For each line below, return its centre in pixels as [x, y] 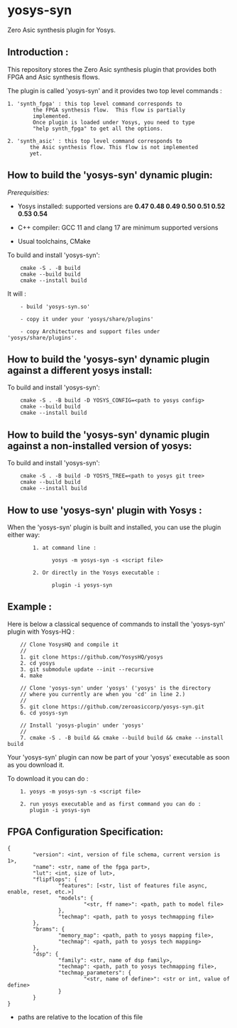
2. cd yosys [38, 663]
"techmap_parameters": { [95, 973]
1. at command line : [65, 548]
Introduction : [38, 52]
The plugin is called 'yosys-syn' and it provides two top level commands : [115, 90]
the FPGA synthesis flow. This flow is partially [109, 110]
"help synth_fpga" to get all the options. [98, 129]
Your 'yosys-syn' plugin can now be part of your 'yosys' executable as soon [118, 757]
